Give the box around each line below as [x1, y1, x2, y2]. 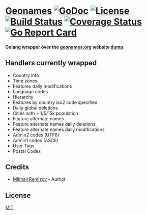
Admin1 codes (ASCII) [12, 137, 58, 143]
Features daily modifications [12, 83, 72, 89]
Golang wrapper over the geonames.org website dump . [5, 44, 125, 50]
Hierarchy [12, 94, 34, 100]
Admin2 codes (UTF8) [12, 131, 60, 138]
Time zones [12, 77, 38, 84]
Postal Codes [12, 148, 41, 154]
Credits [5, 163, 30, 171]
